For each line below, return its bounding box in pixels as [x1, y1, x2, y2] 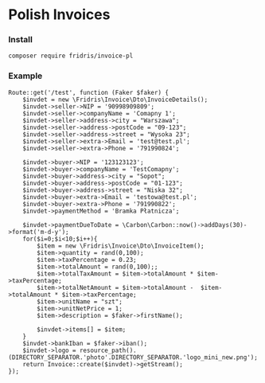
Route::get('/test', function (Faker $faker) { [8, 88, 170, 96]
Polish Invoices [8, 6, 111, 24]
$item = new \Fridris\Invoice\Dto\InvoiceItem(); [37, 241, 205, 250]
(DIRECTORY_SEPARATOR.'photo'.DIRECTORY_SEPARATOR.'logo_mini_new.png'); [8, 353, 259, 362]
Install [8, 34, 33, 45]
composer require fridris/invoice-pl [8, 52, 134, 61]
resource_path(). [79, 346, 137, 354]
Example [8, 70, 43, 81]
